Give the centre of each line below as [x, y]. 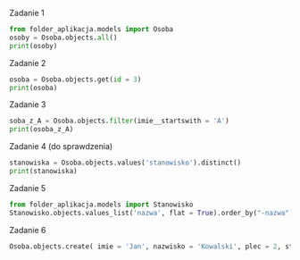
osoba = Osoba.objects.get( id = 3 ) [75, 80]
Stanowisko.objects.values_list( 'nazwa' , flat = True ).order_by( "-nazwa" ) [151, 213]
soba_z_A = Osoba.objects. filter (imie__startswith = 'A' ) [119, 121]
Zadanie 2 [28, 63]
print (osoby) [33, 46]
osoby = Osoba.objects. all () [63, 38]
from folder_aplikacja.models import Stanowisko [101, 205]
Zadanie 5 [28, 188]
